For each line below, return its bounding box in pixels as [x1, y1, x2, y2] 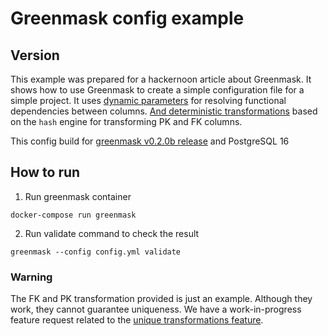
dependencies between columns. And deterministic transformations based [10, 105, 318, 117]
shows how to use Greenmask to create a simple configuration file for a [10, 84, 305, 96]
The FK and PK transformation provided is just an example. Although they [10, 293, 313, 305]
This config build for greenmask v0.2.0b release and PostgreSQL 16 [10, 135, 290, 147]
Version [10, 47, 60, 64]
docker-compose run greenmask [10, 210, 137, 220]
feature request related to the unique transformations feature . [10, 314, 264, 326]
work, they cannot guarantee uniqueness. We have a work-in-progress [10, 303, 302, 316]
